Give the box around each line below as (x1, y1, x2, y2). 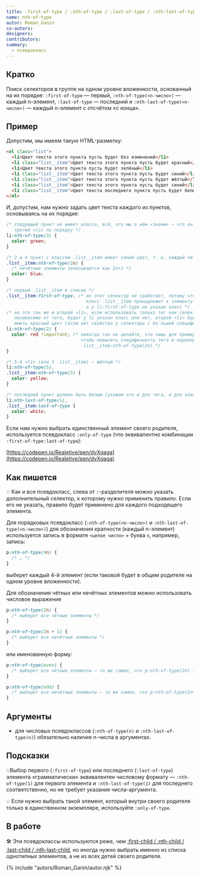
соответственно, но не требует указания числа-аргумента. (6, 786, 158, 793)
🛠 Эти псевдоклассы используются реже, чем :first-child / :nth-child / (6, 837, 185, 845)
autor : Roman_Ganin (6, 20, 55, 26)
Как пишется (6, 472, 57, 483)
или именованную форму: (6, 650, 73, 657)
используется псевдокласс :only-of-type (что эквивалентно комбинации (6, 431, 193, 438)
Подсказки (6, 751, 49, 761)
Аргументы (6, 712, 52, 722)
